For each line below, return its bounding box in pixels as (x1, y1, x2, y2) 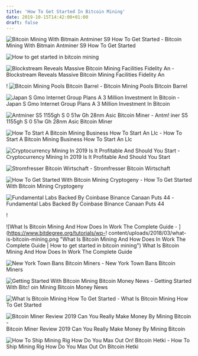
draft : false (6, 19, 38, 25)
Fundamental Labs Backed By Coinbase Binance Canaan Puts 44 (6, 200, 164, 207)
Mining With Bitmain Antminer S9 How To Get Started (6, 42, 136, 49)
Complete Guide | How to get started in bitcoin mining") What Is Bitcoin (6, 242, 179, 249)
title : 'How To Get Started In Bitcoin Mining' (6, 8, 126, 15)
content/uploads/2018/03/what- (108, 230, 187, 237)
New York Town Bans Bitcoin (105, 260, 176, 267)
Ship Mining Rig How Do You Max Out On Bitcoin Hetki (6, 343, 139, 350)
